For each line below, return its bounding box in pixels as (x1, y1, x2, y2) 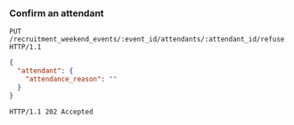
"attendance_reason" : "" (25, 74, 118, 84)
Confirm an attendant (9, 7, 104, 20)
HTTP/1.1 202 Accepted (9, 107, 94, 116)
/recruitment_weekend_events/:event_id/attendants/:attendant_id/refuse (9, 35, 285, 44)
